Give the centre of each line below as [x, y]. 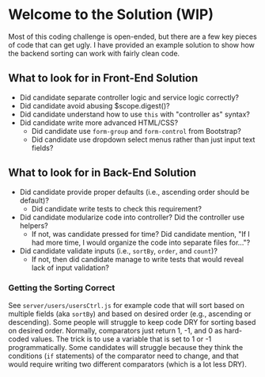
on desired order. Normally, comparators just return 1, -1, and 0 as [115, 330]
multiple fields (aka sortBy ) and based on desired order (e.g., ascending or [130, 314]
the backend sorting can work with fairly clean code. [94, 53]
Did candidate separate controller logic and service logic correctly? [129, 97]
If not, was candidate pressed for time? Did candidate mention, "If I [141, 234]
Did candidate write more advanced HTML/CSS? [99, 122]
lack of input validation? [70, 268]
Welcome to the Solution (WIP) [111, 15]
